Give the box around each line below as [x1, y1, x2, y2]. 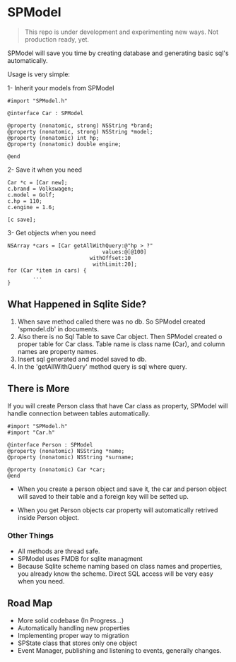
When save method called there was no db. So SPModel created [17, 317, 206, 326]
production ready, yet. [24, 35, 90, 43]
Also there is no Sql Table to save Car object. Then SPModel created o [17, 332, 223, 341]
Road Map [7, 598, 53, 610]
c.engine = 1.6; [7, 203, 55, 211]
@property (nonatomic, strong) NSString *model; [7, 128, 153, 135]
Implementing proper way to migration [17, 631, 129, 639]
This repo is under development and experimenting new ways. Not [24, 28, 219, 36]
